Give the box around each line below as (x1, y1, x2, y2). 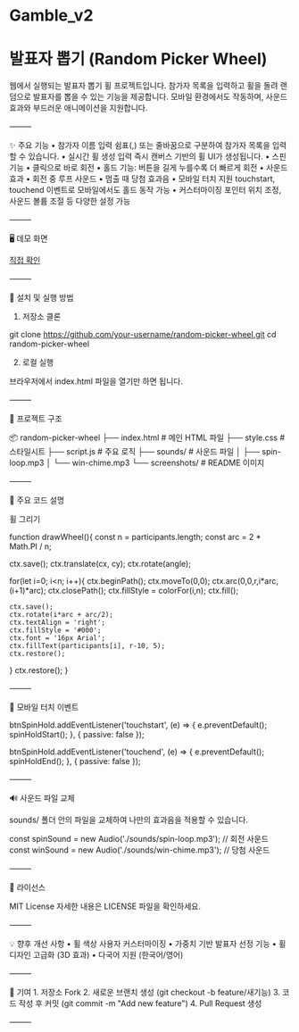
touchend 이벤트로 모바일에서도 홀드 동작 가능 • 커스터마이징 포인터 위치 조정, (9, 185, 282, 196)
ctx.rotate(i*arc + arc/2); (9, 611, 114, 620)
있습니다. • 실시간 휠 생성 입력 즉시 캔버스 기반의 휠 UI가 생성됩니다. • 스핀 (28, 151, 287, 162)
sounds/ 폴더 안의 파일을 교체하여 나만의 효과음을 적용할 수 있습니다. (9, 814, 248, 826)
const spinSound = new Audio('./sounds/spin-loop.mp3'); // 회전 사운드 (9, 834, 270, 845)
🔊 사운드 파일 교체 (9, 793, 76, 803)
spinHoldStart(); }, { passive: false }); (9, 729, 145, 740)
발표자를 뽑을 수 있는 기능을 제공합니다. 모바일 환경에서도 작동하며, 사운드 (32, 91, 288, 103)
